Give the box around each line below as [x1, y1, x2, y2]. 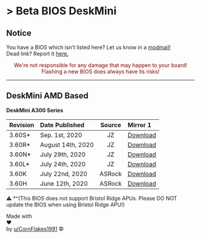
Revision [9, 120, 35, 129]
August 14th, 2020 [39, 140, 94, 149]
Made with [6, 212, 32, 220]
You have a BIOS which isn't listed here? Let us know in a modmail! [6, 44, 171, 51]
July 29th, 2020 [39, 150, 86, 159]
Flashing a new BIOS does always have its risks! [41, 68, 160, 75]
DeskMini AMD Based [6, 91, 89, 101]
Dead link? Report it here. [6, 50, 69, 57]
